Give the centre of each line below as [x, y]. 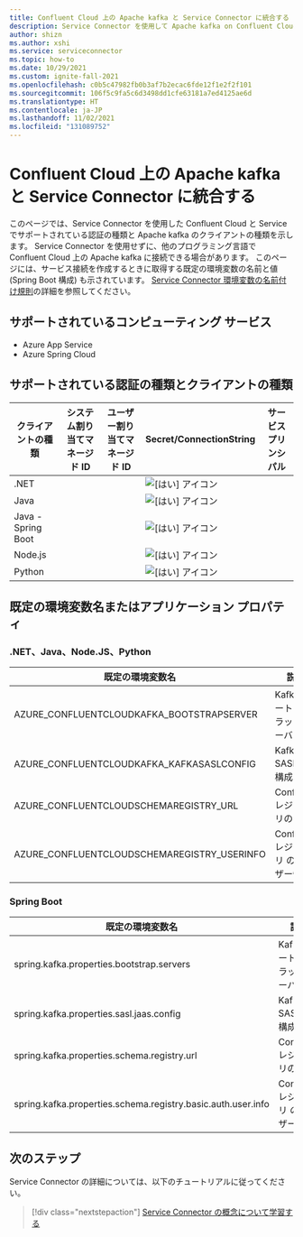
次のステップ [45, 1158]
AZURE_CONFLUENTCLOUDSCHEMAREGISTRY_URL [126, 806]
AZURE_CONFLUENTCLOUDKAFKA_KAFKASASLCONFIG [135, 764]
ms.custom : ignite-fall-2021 [64, 77]
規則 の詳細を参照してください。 [76, 291]
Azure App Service [57, 345]
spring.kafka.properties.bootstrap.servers [102, 964]
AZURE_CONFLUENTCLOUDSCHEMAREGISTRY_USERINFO [140, 854]
